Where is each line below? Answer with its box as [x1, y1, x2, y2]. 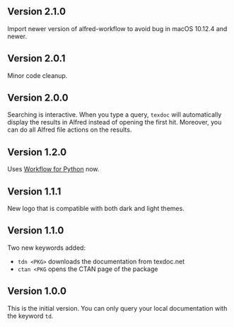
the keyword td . [7, 311, 54, 320]
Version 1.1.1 [7, 185, 62, 197]
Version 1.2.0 [7, 146, 67, 158]
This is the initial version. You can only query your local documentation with [7, 304, 228, 312]
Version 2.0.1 [7, 52, 66, 64]
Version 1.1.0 [7, 224, 64, 236]
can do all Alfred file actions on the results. [7, 125, 132, 134]
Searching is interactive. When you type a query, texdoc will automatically [7, 110, 222, 119]
